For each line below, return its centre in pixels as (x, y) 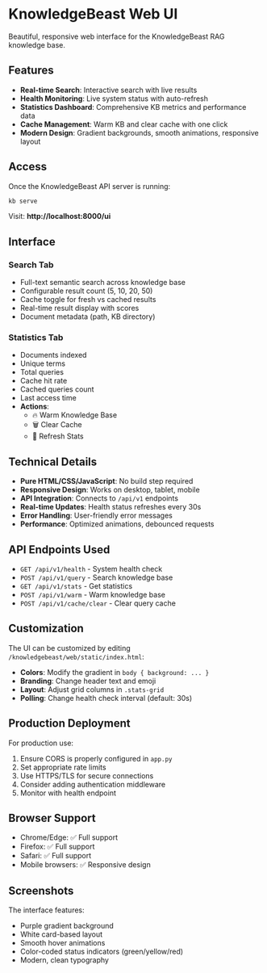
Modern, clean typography (64, 960)
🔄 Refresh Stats (58, 436)
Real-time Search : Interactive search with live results (108, 90)
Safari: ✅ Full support (56, 856)
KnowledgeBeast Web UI (93, 14)
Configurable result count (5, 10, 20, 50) (86, 291)
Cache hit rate (44, 381)
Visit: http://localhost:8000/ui (60, 216)
